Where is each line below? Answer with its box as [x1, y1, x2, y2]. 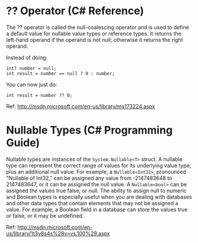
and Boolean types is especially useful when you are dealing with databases [6, 193, 192, 200]
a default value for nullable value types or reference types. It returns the [6, 30, 181, 37]
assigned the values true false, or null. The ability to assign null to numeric [6, 187, 187, 194]
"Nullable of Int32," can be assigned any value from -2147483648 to [6, 174, 173, 182]
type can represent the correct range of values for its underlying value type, [6, 161, 191, 169]
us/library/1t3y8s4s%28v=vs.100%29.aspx [6, 229, 111, 237]
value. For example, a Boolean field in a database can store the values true [6, 206, 188, 213]
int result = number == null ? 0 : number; [6, 70, 115, 76]
